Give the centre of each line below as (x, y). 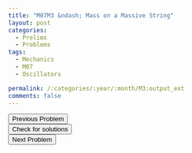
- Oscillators (38, 74)
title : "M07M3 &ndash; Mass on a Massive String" (91, 15)
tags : (17, 52)
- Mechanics (35, 60)
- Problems (33, 45)
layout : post (30, 23)
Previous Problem (38, 119)
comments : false (35, 95)
